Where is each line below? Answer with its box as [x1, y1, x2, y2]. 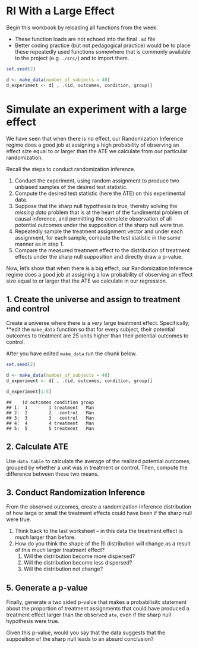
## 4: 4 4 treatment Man [6, 420, 94, 426]
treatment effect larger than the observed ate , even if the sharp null [6, 611, 171, 618]
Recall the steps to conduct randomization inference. [6, 165, 135, 172]
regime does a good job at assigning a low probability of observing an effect [6, 271, 193, 278]
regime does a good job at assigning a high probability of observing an [6, 141, 179, 148]
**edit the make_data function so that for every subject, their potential [6, 326, 175, 333]
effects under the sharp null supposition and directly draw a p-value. [14, 253, 183, 260]
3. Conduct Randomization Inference [6, 488, 146, 498]
